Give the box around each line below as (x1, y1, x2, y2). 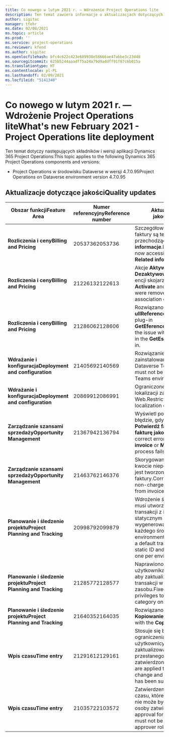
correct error (135, 435, 165, 442)
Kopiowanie (135, 613, 164, 620)
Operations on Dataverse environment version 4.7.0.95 (12, 174, 126, 180)
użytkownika (135, 567, 165, 574)
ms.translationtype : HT (5, 63, 55, 68)
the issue (135, 329, 156, 336)
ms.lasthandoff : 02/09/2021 (5, 73, 64, 78)
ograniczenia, (135, 633, 167, 640)
